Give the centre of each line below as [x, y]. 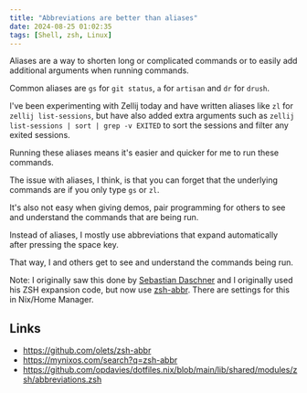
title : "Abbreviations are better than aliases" [104, 18]
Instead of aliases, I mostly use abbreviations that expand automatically [144, 235]
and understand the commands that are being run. [104, 218]
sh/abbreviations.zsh [62, 379]
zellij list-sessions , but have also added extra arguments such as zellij [152, 116]
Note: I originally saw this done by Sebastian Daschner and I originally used [151, 281]
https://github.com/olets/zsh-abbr [87, 351]
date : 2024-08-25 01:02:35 [61, 27]
